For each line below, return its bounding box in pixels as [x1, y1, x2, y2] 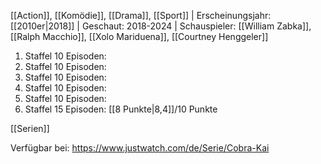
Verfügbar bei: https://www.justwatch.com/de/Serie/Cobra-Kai [10, 142, 270, 154]
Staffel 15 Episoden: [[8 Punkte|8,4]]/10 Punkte [24, 103, 218, 115]
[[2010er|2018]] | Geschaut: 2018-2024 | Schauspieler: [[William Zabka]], [10, 20, 312, 32]
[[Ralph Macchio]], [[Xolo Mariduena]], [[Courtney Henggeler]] [10, 31, 269, 42]
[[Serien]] [10, 123, 50, 134]
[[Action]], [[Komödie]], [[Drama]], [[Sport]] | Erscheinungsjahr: [10, 10, 272, 21]
